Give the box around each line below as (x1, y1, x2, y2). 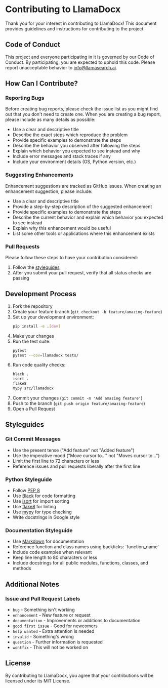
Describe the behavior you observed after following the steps (12, 143, 141, 149)
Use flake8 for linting (12, 503, 57, 509)
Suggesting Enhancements (5, 171, 73, 178)
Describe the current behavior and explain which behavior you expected (12, 214, 163, 220)
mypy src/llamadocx (12, 386, 54, 391)
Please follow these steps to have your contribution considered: (5, 255, 138, 261)
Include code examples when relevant (12, 549, 92, 555)
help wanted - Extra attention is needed (12, 628, 95, 634)
